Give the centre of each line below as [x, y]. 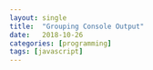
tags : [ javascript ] [46, 52]
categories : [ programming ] [61, 43]
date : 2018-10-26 [46, 35]
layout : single [38, 18]
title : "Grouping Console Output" [77, 26]
